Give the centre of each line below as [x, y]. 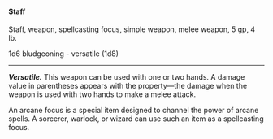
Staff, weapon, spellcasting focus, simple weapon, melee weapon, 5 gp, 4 [132, 29]
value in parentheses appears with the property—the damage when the [128, 86]
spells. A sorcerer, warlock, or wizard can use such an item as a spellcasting [136, 119]
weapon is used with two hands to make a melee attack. [102, 94]
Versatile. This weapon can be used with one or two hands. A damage [127, 77]
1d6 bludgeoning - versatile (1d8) [64, 54]
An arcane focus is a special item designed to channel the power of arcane [134, 111]
